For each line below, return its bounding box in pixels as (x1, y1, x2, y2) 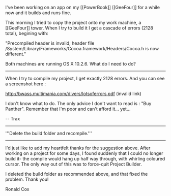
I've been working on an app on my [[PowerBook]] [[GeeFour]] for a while (5, 5, 160, 10)
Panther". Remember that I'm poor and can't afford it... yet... (5, 106, 131, 112)
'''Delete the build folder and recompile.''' (5, 130, 93, 136)
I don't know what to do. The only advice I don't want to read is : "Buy (5, 101, 152, 106)
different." (5, 51, 26, 57)
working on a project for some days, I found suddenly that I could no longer (5, 150, 164, 156)
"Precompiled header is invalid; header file (5, 40, 95, 46)
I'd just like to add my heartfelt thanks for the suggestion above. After (5, 145, 151, 151)
